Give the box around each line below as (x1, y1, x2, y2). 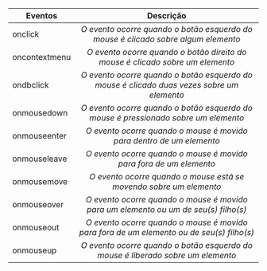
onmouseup (12, 245, 57, 256)
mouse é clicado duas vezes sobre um (95, 80, 239, 90)
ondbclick (12, 80, 49, 90)
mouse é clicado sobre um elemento (99, 57, 235, 67)
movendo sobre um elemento (112, 181, 222, 192)
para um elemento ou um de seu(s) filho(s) (87, 204, 247, 214)
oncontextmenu (12, 52, 72, 62)
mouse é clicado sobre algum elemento (92, 33, 241, 45)
